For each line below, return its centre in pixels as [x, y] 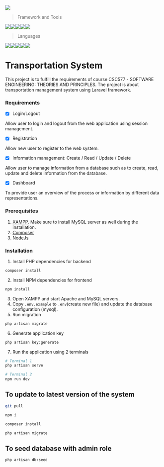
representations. [22, 198]
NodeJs [20, 238]
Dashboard [24, 183]
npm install [17, 289]
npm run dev [17, 379]
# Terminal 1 [19, 361]
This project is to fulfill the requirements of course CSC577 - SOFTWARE [80, 79]
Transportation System [54, 65]
